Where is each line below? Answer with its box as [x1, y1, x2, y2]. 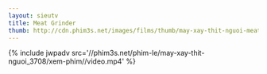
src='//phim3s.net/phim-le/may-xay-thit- [71, 49, 205, 58]
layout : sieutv [8, 11, 59, 20]
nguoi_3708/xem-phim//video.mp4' [8, 56, 125, 66]
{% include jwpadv [8, 49, 70, 58]
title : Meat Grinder [8, 19, 77, 27]
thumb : [8, 26, 30, 34]
